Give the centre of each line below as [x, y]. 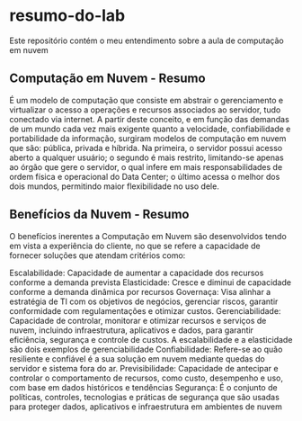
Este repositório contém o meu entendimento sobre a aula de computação [147, 40]
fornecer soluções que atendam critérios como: [98, 255]
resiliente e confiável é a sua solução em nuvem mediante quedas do [137, 358]
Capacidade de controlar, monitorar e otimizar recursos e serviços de [138, 320]
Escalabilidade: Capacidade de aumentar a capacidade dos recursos [137, 273]
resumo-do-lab [67, 16]
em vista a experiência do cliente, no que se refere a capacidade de [135, 246]
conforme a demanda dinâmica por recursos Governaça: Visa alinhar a [140, 291]
